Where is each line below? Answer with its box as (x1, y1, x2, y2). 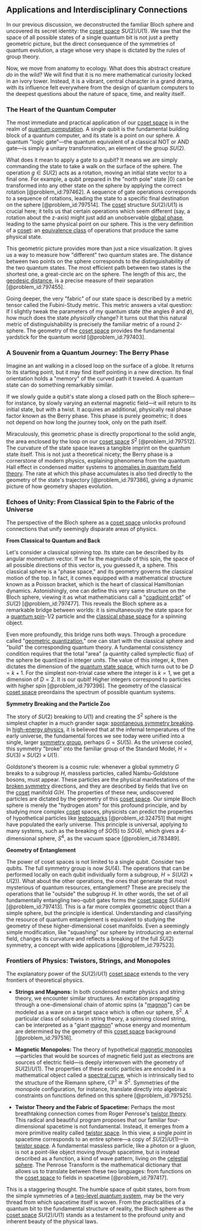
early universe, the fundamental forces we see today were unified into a (6, 732, 185, 739)
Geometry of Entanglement (6, 846, 77, 853)
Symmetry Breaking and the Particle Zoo (6, 700, 110, 707)
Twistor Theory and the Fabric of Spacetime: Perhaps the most (14, 1104, 175, 1111)
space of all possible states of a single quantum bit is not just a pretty (6, 33, 179, 41)
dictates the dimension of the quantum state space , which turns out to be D (6, 663, 194, 670)
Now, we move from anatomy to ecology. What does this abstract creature (6, 65, 191, 72)
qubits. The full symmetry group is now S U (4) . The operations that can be (6, 864, 190, 872)
